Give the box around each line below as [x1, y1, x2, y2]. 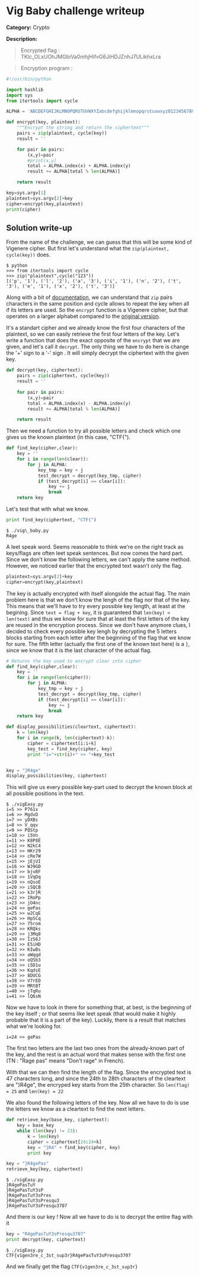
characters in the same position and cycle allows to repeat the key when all [6, 300, 190, 307]
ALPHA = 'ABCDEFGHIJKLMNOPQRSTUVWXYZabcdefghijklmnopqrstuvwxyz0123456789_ [6, 109, 197, 114]
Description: [6, 35, 37, 42]
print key [27, 1150, 52, 1156]
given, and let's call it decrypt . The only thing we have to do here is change [6, 343, 190, 351]
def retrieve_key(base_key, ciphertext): [6, 1117, 110, 1123]
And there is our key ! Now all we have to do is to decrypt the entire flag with [6, 1213, 193, 1220]
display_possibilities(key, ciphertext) [6, 773, 108, 779]
